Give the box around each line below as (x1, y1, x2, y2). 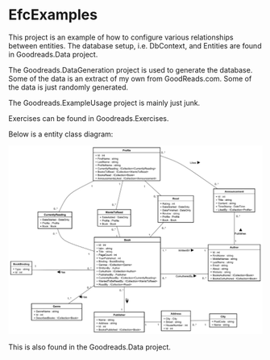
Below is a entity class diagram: (8, 129, 114, 139)
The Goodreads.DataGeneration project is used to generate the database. (8, 65, 253, 74)
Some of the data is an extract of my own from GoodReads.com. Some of (8, 73, 252, 83)
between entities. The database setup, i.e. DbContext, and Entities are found (8, 40, 262, 50)
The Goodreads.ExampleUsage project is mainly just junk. (8, 98, 201, 107)
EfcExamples (8, 6, 98, 24)
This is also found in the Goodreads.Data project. (8, 342, 172, 352)
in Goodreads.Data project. (8, 49, 98, 59)
